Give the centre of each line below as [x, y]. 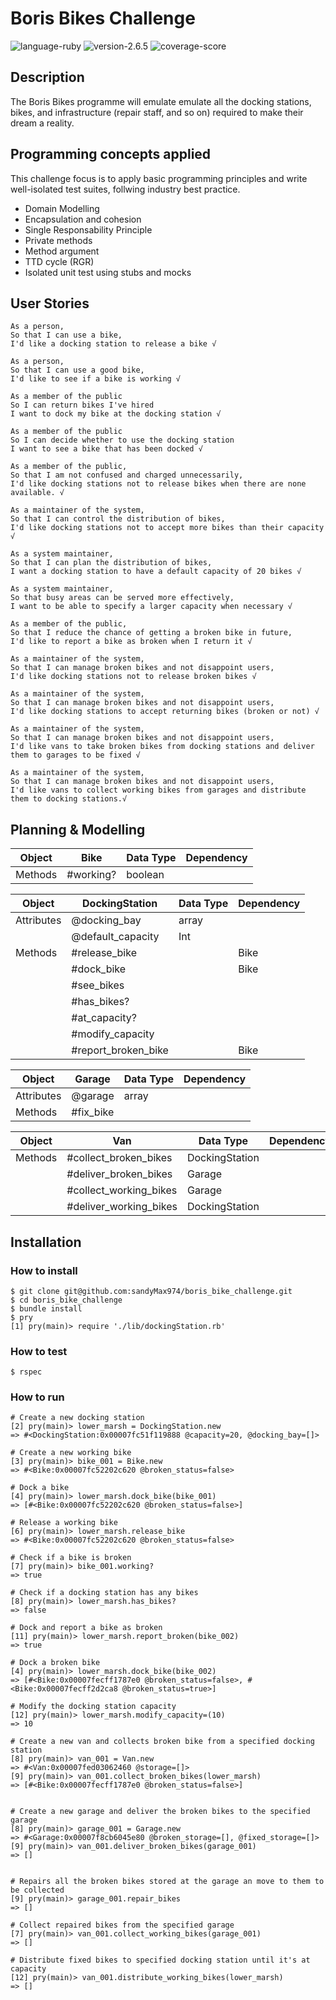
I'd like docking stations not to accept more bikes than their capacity [167, 528]
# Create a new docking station [77, 1418]
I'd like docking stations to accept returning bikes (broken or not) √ [165, 712]
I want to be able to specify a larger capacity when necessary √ [151, 607]
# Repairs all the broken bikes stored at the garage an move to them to [167, 1882]
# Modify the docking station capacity [93, 1707]
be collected [37, 1890]
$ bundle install [46, 1308]
